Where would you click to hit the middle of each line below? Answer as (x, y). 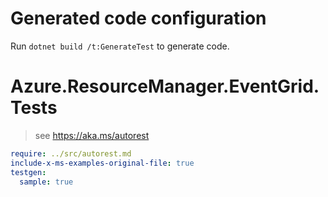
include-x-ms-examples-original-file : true (102, 163)
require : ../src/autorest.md (71, 153)
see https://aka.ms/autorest (92, 135)
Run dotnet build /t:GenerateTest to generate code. (120, 46)
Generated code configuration (138, 18)
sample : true (46, 182)
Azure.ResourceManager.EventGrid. (165, 86)
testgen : (28, 172)
